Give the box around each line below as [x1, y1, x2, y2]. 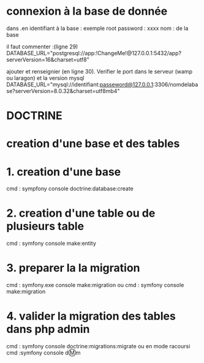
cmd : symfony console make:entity [6, 240, 97, 247]
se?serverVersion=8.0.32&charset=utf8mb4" [6, 87, 120, 94]
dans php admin [6, 323, 90, 336]
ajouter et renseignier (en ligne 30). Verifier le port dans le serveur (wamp [6, 67, 193, 75]
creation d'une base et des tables [6, 137, 180, 151]
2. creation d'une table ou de [6, 206, 156, 220]
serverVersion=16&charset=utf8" [6, 56, 90, 63]
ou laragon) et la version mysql [6, 74, 85, 81]
